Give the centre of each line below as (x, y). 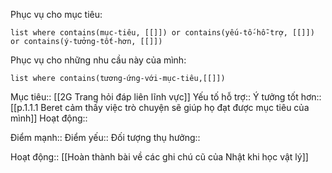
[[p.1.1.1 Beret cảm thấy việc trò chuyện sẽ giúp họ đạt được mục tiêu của (160, 107)
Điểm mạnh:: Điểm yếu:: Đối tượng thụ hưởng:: (105, 137)
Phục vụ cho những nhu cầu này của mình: (98, 60)
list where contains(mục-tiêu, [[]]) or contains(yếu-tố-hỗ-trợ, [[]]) (162, 33)
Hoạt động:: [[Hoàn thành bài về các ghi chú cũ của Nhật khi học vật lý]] (159, 157)
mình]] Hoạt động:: (49, 118)
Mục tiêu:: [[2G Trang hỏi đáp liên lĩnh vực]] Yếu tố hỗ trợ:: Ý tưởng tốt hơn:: (166, 97)
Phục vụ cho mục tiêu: (56, 14)
